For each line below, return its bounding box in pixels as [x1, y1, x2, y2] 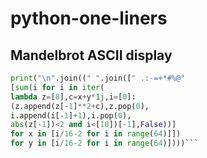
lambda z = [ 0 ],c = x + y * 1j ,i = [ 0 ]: [10, 92, 137, 102]
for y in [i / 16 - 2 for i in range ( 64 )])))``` [10, 138, 199, 149]
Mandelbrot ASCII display [10, 47, 173, 64]
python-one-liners [10, 7, 168, 30]
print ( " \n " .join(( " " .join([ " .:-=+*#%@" [10, 73, 186, 83]
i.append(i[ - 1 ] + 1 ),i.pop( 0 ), [10, 110, 132, 121]
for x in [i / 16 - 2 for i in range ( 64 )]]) [10, 129, 182, 139]
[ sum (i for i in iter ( [10, 82, 105, 92]
